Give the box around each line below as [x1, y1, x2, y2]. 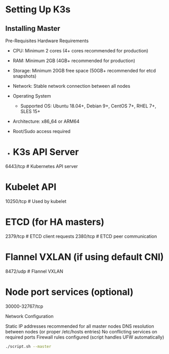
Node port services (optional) [5, 286, 134, 297]
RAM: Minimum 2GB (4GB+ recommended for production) [12, 58, 136, 64]
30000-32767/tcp [5, 303, 44, 309]
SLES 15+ [20, 108, 41, 114]
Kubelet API [5, 181, 57, 193]
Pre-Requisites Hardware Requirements [5, 38, 89, 44]
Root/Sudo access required [12, 128, 71, 134]
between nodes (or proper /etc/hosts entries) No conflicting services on [5, 328, 158, 334]
